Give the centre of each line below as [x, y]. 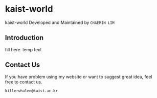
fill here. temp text [23, 49]
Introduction [24, 38]
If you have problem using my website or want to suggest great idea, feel [79, 77]
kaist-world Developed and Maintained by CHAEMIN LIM [60, 22]
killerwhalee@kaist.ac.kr [31, 91]
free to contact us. [24, 82]
